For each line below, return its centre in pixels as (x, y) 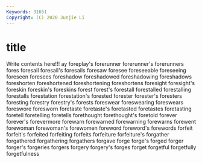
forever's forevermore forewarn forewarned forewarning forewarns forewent (101, 122)
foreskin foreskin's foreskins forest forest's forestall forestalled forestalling (99, 90)
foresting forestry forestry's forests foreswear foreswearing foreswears (95, 103)
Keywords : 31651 (27, 12)
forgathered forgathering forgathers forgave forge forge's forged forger (95, 141)
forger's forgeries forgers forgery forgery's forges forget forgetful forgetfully (101, 147)
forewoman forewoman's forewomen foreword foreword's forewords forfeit (99, 128)
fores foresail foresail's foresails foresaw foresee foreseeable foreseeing (96, 71)
